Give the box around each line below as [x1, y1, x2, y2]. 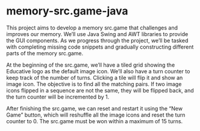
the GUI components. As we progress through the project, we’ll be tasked [6, 37, 189, 44]
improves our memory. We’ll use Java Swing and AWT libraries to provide [6, 30, 189, 37]
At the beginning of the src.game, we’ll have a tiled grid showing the [6, 61, 175, 69]
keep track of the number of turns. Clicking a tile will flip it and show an [6, 74, 183, 81]
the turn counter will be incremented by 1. [6, 93, 110, 100]
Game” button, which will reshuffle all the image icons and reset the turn [6, 111, 186, 118]
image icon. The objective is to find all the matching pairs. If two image [6, 80, 182, 88]
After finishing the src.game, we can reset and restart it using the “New [6, 105, 183, 112]
